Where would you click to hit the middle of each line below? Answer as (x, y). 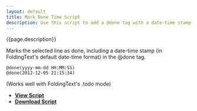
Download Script (36, 102)
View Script (29, 96)
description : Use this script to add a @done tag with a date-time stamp (99, 22)
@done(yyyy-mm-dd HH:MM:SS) (41, 68)
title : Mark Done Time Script (43, 17)
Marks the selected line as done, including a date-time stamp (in (84, 51)
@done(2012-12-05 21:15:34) (41, 73)
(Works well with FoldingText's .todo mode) (59, 84)
